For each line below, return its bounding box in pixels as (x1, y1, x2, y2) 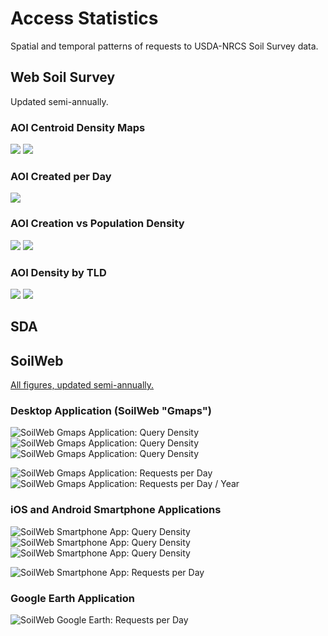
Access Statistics (10, 7, 159, 30)
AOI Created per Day (10, 169, 112, 183)
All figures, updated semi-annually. (10, 379, 155, 391)
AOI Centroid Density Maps (10, 120, 146, 134)
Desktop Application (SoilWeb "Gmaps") (10, 404, 212, 418)
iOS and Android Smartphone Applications (10, 503, 222, 517)
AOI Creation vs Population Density (10, 217, 185, 231)
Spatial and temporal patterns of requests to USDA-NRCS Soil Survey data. (10, 40, 319, 52)
